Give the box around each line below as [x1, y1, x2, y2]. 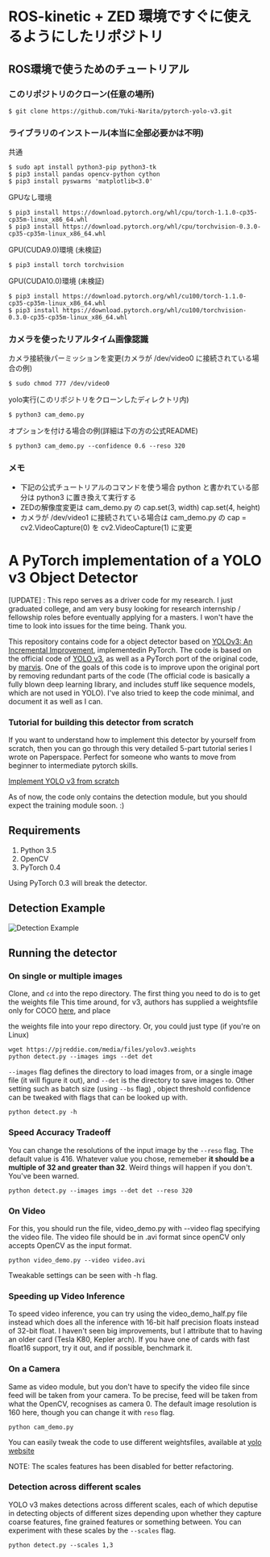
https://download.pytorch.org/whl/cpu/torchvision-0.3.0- [62, 223, 262, 231]
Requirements [8, 824, 81, 837]
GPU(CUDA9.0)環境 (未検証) [8, 245, 102, 255]
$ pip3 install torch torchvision [8, 261, 125, 269]
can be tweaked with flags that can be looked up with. [8, 1092, 188, 1102]
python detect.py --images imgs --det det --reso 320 [8, 1187, 193, 1195]
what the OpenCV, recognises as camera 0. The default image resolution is [8, 1399, 257, 1409]
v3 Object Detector [8, 568, 139, 586]
